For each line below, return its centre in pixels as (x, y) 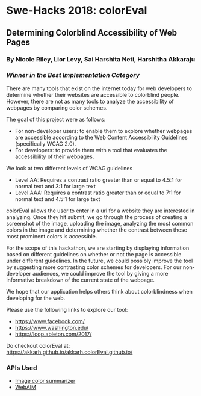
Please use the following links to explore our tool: (67, 309)
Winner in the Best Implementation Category (73, 75)
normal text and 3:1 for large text (55, 186)
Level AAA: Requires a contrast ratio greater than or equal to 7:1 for (98, 193)
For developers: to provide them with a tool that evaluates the (91, 150)
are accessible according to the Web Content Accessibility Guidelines (101, 137)
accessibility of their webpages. (54, 156)
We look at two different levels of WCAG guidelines (70, 168)
